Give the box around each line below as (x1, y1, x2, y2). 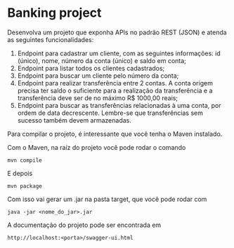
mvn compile (7, 156, 42, 164)
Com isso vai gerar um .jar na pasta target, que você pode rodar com (7, 195, 207, 203)
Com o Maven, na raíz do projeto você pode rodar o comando (7, 143, 186, 151)
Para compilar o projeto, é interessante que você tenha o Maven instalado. (7, 130, 223, 138)
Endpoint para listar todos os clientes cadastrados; (17, 64, 165, 72)
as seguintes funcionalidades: (7, 35, 94, 43)
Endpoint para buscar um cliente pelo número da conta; (17, 71, 179, 80)
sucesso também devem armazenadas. (17, 116, 132, 124)
